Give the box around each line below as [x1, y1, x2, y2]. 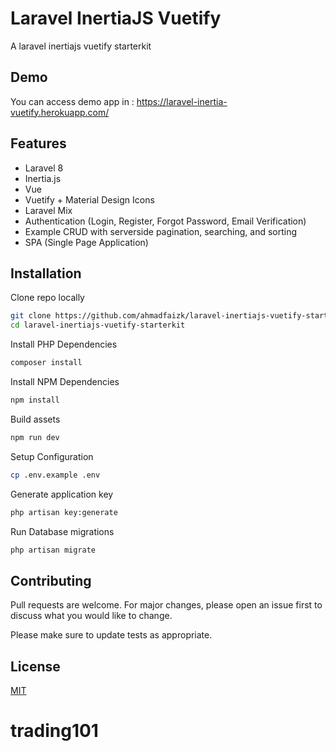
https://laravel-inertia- [136, 95, 228, 107]
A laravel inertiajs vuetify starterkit [10, 40, 152, 52]
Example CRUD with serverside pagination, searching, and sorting [24, 225, 298, 237]
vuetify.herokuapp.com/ [10, 106, 110, 118]
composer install [10, 358, 83, 368]
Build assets [10, 413, 61, 425]
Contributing [10, 572, 92, 589]
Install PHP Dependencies [10, 338, 118, 351]
